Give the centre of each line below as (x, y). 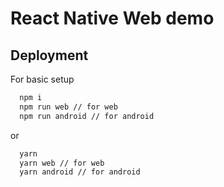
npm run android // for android (87, 116)
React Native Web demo (112, 18)
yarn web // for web (62, 163)
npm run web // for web (68, 107)
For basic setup (42, 79)
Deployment (49, 55)
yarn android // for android (80, 172)
